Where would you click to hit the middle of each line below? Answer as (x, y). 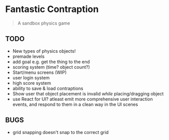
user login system (31, 78)
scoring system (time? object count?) (51, 67)
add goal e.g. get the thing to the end (51, 62)
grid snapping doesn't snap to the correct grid (61, 132)
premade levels (29, 56)
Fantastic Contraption (52, 9)
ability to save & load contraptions (48, 88)
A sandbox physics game (44, 23)
